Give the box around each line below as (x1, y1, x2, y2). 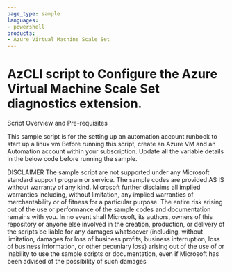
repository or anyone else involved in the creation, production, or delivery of (7, 220, 225, 229)
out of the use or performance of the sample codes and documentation (7, 205, 211, 213)
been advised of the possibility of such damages (7, 257, 147, 266)
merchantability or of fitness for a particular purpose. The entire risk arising (7, 198, 224, 206)
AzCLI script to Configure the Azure (7, 66, 217, 82)
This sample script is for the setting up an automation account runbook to (7, 133, 217, 141)
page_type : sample (7, 10, 60, 17)
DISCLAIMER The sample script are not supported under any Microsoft (7, 168, 210, 176)
